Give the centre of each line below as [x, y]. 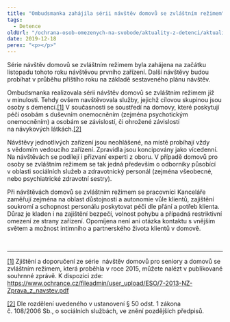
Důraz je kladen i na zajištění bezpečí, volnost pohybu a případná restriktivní [115, 214]
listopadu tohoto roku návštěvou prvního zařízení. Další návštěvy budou [108, 72]
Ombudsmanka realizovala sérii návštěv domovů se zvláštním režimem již [111, 92]
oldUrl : [18, 33]
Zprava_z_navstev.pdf [38, 290]
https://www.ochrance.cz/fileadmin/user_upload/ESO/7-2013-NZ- [100, 283]
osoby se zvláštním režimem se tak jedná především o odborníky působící [112, 164]
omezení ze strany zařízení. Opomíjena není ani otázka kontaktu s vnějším [111, 221]
